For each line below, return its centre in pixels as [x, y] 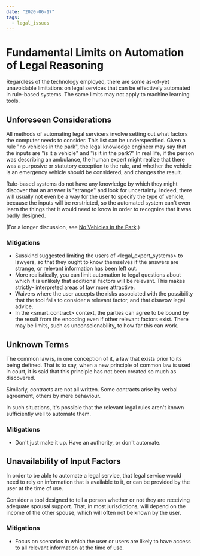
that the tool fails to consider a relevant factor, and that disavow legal [100, 300]
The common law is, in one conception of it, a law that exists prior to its [94, 359]
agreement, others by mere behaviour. [53, 396]
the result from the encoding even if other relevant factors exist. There [101, 319]
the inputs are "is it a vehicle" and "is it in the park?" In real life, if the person [100, 153]
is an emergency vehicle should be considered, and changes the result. [94, 172]
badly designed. [26, 215]
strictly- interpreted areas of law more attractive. [75, 287]
